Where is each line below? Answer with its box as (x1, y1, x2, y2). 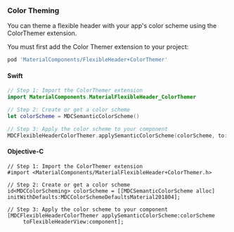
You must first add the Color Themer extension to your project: (7, 43, 189, 51)
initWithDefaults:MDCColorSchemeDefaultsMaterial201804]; (7, 193, 181, 200)
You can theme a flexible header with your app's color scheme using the (7, 22, 217, 30)
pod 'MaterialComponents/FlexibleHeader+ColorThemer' (7, 56, 169, 63)
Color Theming (7, 6, 60, 15)
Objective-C (7, 147, 44, 156)
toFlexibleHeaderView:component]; (22, 218, 124, 225)
